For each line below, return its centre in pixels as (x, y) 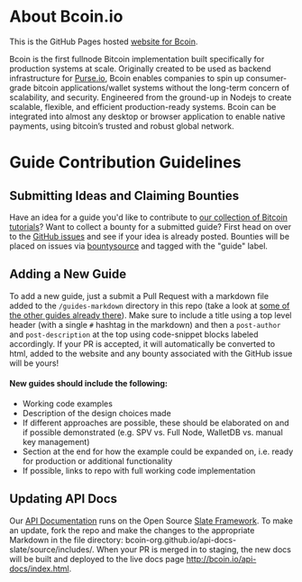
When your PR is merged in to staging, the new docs (193, 549)
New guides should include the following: (89, 384)
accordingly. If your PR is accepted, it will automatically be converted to (142, 343)
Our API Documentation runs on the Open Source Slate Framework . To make (151, 521)
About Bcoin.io (66, 17)
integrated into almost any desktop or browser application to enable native (147, 116)
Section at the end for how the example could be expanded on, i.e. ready (158, 451)
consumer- (267, 77)
